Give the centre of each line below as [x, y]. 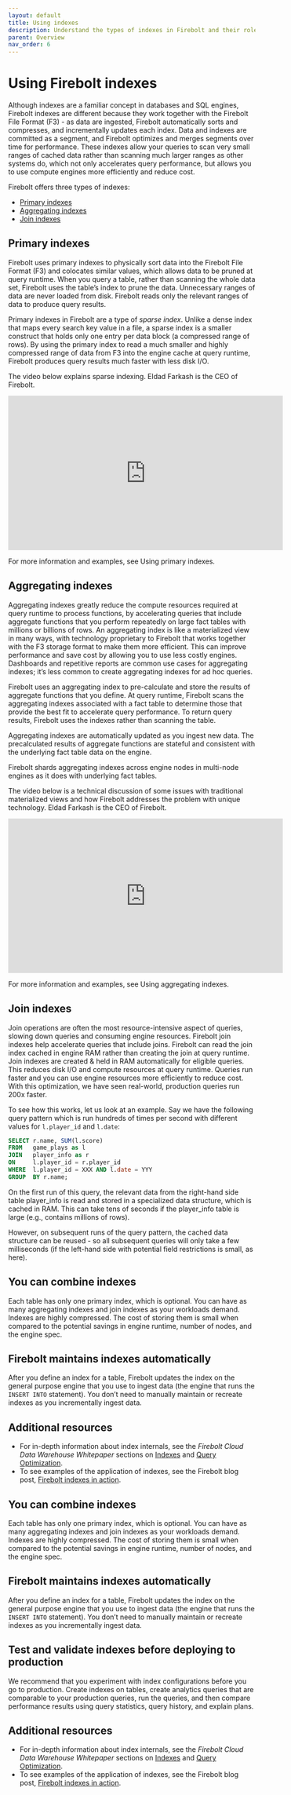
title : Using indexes [44, 23]
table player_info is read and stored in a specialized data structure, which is [130, 1200]
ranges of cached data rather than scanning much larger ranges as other [126, 155]
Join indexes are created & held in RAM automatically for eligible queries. [126, 1061]
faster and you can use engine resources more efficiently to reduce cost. [126, 1078]
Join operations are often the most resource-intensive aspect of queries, [125, 1027]
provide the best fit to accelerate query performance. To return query [120, 712]
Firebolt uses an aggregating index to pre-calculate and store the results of [129, 687]
